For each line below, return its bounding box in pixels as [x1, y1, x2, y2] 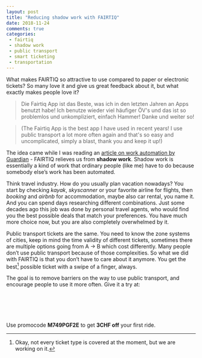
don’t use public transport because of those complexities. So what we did [6, 249, 189, 256]
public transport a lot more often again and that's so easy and [20, 131, 174, 138]
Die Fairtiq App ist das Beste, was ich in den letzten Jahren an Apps [20, 100, 189, 107]
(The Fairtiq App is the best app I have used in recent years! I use [20, 125, 183, 132]
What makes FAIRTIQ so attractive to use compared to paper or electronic [6, 76, 189, 83]
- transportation [8, 59, 52, 65]
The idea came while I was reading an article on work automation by [6, 149, 176, 156]
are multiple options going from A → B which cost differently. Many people [6, 242, 191, 250]
